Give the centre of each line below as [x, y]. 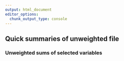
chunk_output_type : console [39, 19]
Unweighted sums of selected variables [54, 53]
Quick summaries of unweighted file [62, 39]
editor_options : [22, 14]
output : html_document [28, 10]
